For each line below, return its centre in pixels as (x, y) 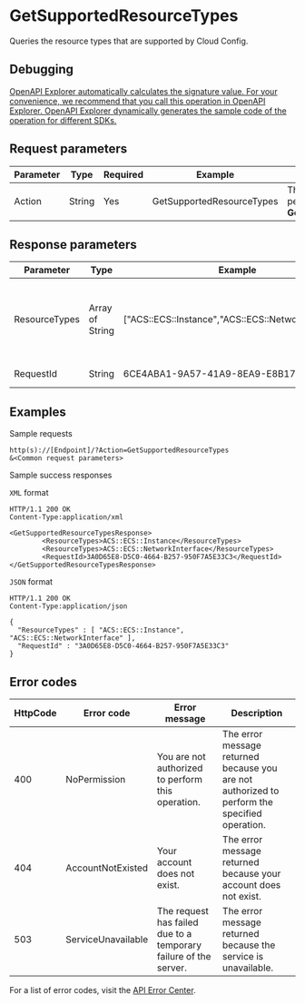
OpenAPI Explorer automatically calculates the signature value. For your (144, 91)
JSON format (31, 582)
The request (183, 911)
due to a (175, 934)
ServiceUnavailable (107, 939)
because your (251, 874)
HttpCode (35, 713)
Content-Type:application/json (69, 606)
